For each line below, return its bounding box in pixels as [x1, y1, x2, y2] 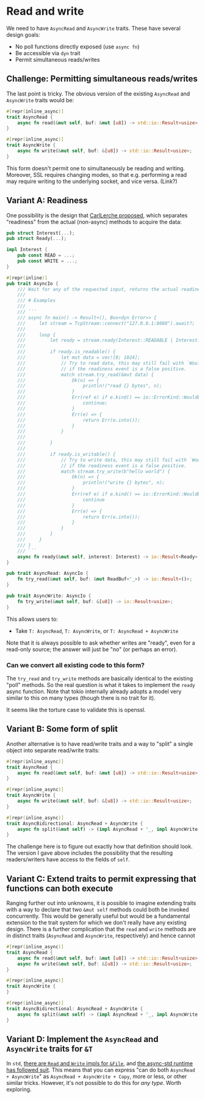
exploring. [6, 1086, 32, 1093]
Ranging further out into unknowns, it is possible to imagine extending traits [6, 899, 196, 907]
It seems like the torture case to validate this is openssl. [6, 706, 146, 713]
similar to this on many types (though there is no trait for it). [6, 694, 156, 702]
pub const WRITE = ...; [17, 258, 78, 264]
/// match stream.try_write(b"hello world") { [17, 468, 171, 474]
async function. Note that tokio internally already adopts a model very [6, 688, 182, 695]
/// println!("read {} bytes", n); [17, 383, 163, 389]
